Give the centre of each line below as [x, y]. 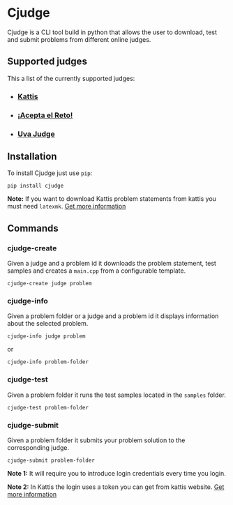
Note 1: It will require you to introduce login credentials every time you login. [117, 473]
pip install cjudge [36, 186]
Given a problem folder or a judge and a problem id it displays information [113, 316]
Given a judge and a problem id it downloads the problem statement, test [112, 264]
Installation [32, 156]
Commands [33, 228]
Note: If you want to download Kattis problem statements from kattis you [112, 199]
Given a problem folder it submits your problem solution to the [96, 440]
